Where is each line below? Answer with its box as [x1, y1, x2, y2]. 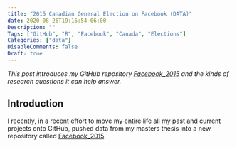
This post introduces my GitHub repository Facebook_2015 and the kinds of [7, 69, 229, 78]
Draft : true [7, 50, 43, 58]
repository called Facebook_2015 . [7, 131, 106, 140]
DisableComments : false [7, 43, 78, 50]
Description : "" [7, 23, 56, 31]
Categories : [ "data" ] [7, 37, 72, 44]
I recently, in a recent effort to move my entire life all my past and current [7, 116, 221, 125]
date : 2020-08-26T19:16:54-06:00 [7, 17, 107, 24]
